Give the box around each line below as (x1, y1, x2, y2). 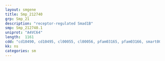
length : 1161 (5, 35, 34, 40)
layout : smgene (5, 7, 36, 12)
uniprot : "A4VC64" (5, 30, 43, 35)
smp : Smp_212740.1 (5, 26, 43, 30)
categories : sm (5, 48, 36, 53)
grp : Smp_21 (5, 16, 29, 21)
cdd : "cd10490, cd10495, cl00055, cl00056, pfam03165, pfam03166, (5, 39, 144, 44)
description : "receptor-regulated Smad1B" (5, 21, 93, 26)
